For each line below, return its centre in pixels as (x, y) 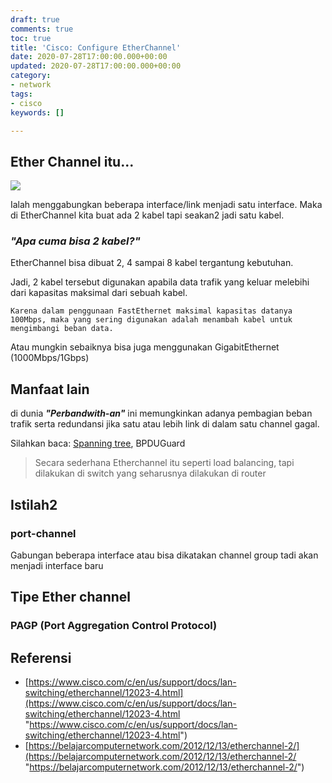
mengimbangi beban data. (62, 329)
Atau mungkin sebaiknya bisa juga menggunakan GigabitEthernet (145, 347)
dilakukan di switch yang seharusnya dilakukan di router (150, 473)
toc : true (31, 38)
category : (31, 76)
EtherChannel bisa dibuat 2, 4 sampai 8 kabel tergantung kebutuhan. (152, 263)
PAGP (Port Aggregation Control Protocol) (114, 626)
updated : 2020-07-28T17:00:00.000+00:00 (96, 66)
